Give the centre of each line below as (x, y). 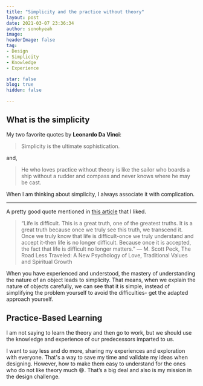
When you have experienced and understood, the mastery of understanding (101, 273)
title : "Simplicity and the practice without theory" (76, 12)
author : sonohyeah (29, 29)
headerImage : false (31, 40)
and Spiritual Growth (47, 262)
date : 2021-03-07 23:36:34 (40, 23)
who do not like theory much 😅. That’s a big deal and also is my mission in (99, 370)
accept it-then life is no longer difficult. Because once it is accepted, (106, 242)
